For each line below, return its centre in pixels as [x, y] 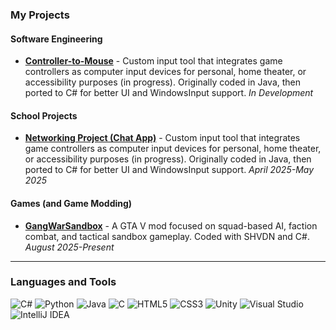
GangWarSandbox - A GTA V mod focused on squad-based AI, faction [171, 225]
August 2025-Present [69, 247]
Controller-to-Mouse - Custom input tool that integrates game [153, 61]
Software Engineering [56, 39]
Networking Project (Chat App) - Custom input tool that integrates [162, 138]
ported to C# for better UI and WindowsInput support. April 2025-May [169, 170]
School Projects [44, 115]
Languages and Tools [63, 282]
